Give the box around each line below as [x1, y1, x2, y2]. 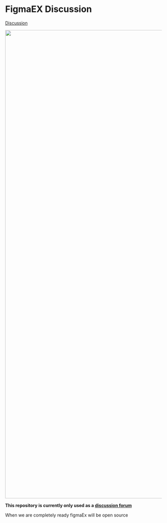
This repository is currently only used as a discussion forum [5, 502, 132, 508]
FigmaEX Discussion [5, 3, 92, 15]
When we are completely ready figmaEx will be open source [5, 512, 128, 518]
